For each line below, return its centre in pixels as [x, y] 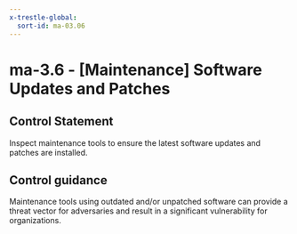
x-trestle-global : [43, 17]
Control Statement [61, 121]
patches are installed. [48, 152]
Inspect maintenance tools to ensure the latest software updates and [135, 142]
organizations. [36, 221]
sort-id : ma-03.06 [52, 26]
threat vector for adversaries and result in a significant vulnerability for [139, 211]
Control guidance [59, 180]
